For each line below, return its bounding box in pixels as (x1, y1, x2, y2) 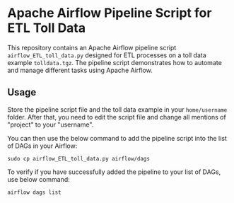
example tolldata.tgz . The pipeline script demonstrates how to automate (7, 58, 223, 66)
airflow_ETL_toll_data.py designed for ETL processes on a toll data (7, 51, 206, 59)
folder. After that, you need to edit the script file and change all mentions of (7, 112, 226, 121)
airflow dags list (7, 189, 62, 196)
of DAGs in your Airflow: (7, 141, 78, 150)
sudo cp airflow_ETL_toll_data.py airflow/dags (7, 155, 151, 162)
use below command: (7, 175, 71, 183)
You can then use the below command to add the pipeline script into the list (7, 134, 228, 142)
